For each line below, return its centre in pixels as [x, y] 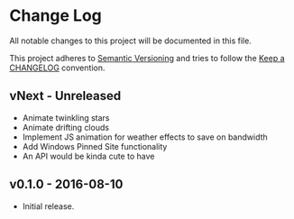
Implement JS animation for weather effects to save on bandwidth [145, 137]
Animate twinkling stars [66, 117]
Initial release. [48, 206]
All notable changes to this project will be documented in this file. [131, 41]
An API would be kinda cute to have [88, 156]
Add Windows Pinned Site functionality [95, 146]
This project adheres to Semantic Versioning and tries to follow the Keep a [147, 58]
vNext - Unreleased [65, 96]
